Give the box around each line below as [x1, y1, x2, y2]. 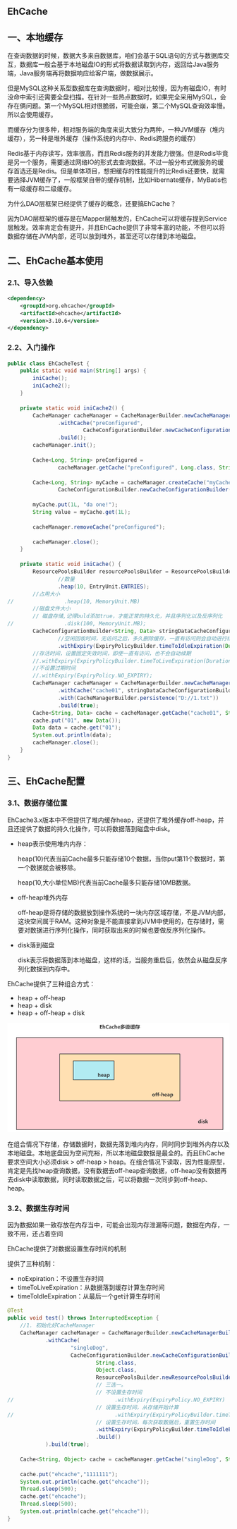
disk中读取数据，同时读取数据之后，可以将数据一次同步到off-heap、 [13, 1175, 212, 1184]
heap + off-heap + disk [17, 1008, 85, 1017]
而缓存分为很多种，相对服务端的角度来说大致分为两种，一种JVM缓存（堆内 [7, 125, 225, 134]
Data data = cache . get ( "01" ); [32, 724, 121, 732]
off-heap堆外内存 [17, 893, 68, 902]
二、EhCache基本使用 [7, 254, 104, 266]
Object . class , [95, 1367, 138, 1374]
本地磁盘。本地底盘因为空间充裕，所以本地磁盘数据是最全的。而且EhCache [7, 1149, 226, 1158]
